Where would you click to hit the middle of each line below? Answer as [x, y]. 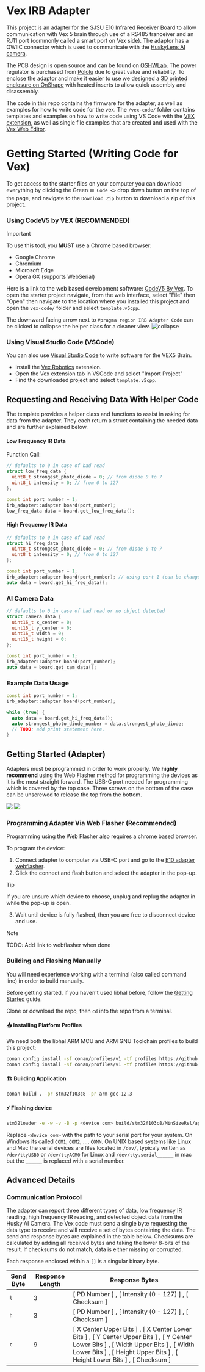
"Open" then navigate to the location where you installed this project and [98, 301]
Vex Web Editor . [26, 129]
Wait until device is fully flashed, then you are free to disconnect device [105, 915]
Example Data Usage [38, 683]
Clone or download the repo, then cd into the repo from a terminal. [89, 1011]
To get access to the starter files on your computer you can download [94, 183]
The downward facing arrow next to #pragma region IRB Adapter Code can [100, 320]
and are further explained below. [47, 427]
